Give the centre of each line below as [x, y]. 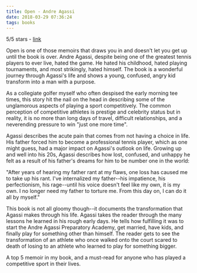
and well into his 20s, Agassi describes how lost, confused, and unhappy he [98, 155]
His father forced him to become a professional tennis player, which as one [97, 142]
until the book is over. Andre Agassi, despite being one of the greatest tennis [99, 57]
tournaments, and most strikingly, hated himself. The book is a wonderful [95, 69]
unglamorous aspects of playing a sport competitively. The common [89, 106]
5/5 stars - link [24, 39]
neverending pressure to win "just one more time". [67, 125]
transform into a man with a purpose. [51, 82]
